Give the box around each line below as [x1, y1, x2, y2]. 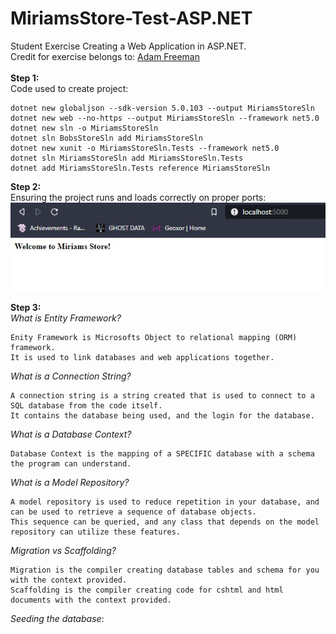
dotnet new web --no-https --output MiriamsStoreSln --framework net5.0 [10, 113, 320, 123]
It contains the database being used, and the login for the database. [10, 411, 315, 421]
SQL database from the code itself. [10, 401, 163, 411]
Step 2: [10, 180, 42, 192]
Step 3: [10, 302, 42, 314]
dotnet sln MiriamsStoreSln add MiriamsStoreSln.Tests [10, 153, 244, 163]
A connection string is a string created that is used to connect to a [10, 391, 315, 401]
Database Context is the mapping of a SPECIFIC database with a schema [10, 449, 315, 459]
